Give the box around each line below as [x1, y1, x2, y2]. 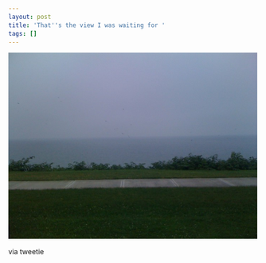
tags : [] [8, 29, 37, 37]
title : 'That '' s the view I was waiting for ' [8, 21, 166, 29]
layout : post [8, 13, 52, 21]
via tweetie [8, 247, 45, 257]
